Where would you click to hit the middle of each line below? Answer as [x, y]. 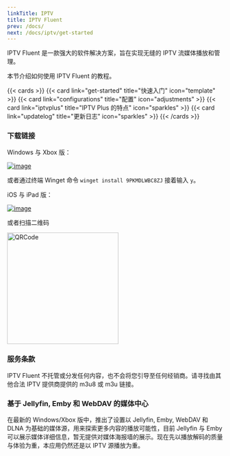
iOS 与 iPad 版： [30, 194]
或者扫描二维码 [28, 222]
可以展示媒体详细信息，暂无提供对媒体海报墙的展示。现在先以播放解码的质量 [115, 437]
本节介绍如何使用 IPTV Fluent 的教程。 [61, 76]
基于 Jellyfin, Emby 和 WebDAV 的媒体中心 [78, 403]
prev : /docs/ [26, 26]
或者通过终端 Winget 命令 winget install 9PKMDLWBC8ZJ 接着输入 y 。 [103, 180]
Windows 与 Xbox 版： [39, 152]
